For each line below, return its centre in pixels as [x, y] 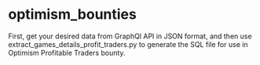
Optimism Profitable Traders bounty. [67, 52]
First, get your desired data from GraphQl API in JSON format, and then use [130, 36]
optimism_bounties [73, 14]
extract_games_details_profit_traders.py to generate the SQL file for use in [128, 44]
